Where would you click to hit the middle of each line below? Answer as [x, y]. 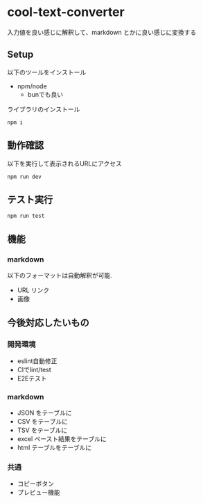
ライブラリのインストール [44, 109]
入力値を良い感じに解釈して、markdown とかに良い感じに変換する [102, 32]
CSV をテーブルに [42, 422]
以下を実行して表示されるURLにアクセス [65, 163]
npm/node [32, 86]
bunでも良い [45, 94]
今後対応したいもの [48, 323]
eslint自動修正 [37, 361]
